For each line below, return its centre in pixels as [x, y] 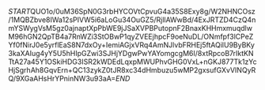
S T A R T [19, 11]
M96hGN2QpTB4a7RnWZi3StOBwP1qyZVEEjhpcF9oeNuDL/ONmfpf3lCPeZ [131, 36]
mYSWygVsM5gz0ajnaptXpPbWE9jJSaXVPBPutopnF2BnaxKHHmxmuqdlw [131, 28]
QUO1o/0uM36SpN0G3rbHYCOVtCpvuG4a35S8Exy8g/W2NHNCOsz [143, 11]
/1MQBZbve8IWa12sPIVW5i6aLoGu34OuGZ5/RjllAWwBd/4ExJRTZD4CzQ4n [132, 20]
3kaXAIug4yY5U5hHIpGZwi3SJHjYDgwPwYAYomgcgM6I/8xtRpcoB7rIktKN [131, 53]
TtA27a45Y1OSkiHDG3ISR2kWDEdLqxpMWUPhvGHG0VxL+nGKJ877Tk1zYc [132, 62]
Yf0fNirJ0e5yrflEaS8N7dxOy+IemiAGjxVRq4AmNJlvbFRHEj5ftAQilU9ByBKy [132, 45]
